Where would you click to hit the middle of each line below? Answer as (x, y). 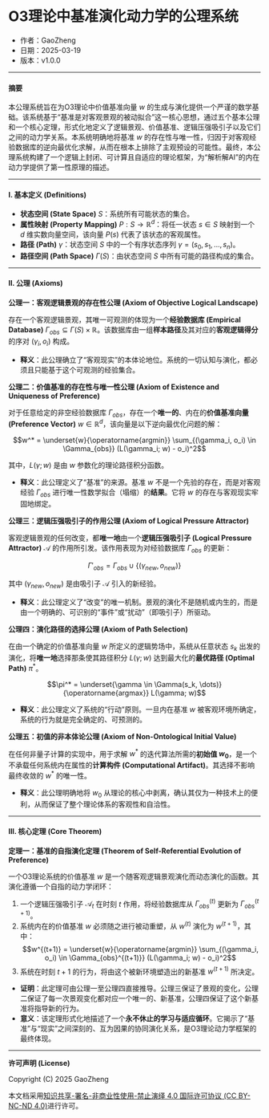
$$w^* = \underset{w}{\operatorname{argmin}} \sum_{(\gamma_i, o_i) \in (134, 440)
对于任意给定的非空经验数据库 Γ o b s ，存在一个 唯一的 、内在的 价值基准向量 (129, 413)
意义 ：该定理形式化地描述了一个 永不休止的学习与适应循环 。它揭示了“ (134, 1018)
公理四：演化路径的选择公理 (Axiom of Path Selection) (98, 629)
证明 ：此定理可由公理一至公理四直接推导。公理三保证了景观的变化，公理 (139, 989)
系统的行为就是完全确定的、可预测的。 (83, 719)
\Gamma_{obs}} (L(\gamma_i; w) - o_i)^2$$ (134, 449)
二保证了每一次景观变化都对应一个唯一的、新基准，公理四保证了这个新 (136, 998)
